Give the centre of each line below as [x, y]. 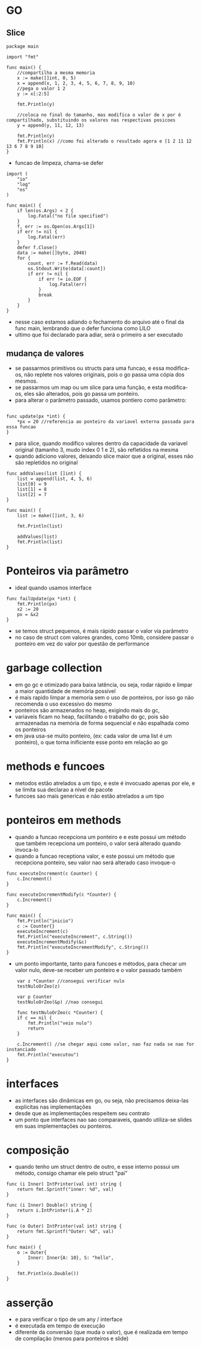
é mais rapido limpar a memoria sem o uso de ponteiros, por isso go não [104, 697]
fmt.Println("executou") [48, 1054]
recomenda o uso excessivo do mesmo [63, 704]
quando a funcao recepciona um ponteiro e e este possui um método [100, 837]
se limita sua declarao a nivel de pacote [64, 789]
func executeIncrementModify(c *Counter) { [61, 894]
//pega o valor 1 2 [41, 88]
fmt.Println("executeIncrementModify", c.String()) [83, 947]
